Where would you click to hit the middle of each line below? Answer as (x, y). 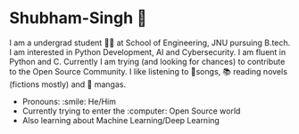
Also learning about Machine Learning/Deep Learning (121, 120)
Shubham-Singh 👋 (78, 18)
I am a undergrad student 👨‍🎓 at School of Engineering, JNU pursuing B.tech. (150, 43)
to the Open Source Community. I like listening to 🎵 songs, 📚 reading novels (149, 71)
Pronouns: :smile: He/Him (69, 101)
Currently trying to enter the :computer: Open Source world (131, 111)
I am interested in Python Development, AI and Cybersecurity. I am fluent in (148, 51)
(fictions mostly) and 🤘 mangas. (68, 84)
